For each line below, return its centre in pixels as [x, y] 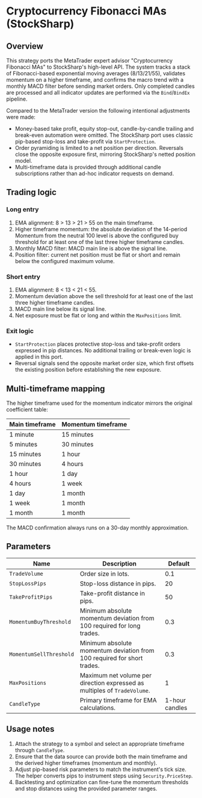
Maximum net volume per [116, 675]
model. [23, 161]
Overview [25, 46]
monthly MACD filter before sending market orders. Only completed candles [101, 86]
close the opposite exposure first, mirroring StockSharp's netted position [105, 154]
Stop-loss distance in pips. [118, 584]
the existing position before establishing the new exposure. [88, 370]
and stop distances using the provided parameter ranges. [86, 788]
